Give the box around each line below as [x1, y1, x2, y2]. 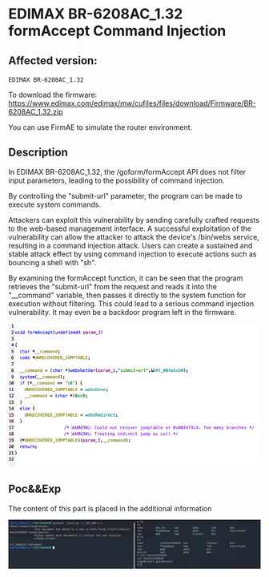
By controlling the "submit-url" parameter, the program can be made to [8, 191, 243, 200]
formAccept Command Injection [8, 22, 227, 40]
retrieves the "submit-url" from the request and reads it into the [8, 281, 218, 291]
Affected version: [8, 54, 98, 67]
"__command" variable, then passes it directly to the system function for [8, 290, 247, 300]
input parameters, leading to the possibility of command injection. [8, 176, 225, 185]
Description [8, 146, 68, 159]
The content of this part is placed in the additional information [8, 503, 212, 513]
